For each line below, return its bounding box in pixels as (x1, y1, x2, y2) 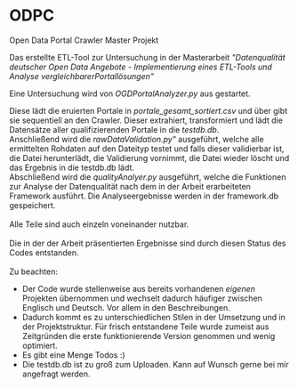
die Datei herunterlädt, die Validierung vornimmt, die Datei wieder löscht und (9, 152, 290, 163)
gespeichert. (9, 199, 56, 210)
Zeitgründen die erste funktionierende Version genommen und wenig (21, 330, 276, 341)
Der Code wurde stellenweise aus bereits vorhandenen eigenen (21, 283, 256, 294)
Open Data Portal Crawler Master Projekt (9, 35, 159, 45)
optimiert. (21, 340, 58, 351)
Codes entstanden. (9, 247, 79, 258)
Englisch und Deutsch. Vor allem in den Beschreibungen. (21, 302, 230, 312)
